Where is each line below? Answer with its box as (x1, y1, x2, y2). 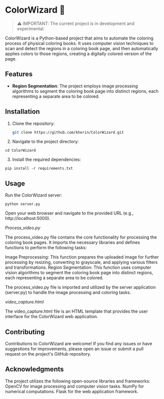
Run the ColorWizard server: (5, 192, 62, 198)
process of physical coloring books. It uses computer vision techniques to (5, 40, 154, 46)
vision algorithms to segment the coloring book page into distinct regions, (5, 270, 154, 276)
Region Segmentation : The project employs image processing (12, 83, 138, 89)
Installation (5, 107, 40, 116)
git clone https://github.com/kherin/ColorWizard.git (12, 130, 124, 135)
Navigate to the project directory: (12, 139, 79, 144)
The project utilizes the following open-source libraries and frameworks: (5, 378, 150, 384)
